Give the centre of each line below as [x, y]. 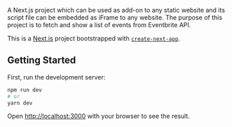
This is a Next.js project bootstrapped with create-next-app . [94, 38]
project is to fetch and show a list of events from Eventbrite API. [99, 25]
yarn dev [20, 103]
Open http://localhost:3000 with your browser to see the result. [99, 116]
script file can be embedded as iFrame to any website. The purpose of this [115, 17]
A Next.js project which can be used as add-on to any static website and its [116, 10]
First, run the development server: [56, 77]
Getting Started [42, 60]
